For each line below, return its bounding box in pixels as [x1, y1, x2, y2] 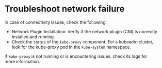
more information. [4, 58, 40, 64]
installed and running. [11, 34, 55, 40]
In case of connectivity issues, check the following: [4, 19, 107, 25]
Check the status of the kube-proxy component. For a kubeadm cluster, [11, 39, 154, 44]
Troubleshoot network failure [4, 3, 125, 14]
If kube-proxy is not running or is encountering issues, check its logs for [4, 53, 147, 59]
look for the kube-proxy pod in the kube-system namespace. [11, 44, 131, 50]
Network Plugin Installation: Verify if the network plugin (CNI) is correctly [11, 28, 158, 34]
